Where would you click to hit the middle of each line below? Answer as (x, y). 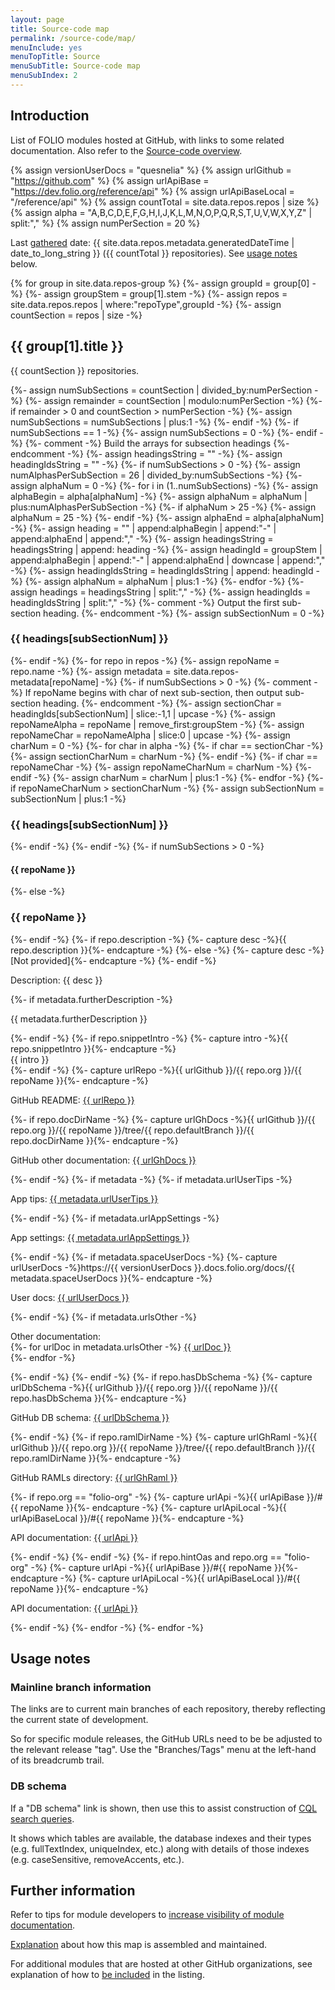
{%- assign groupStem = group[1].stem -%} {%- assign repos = (156, 293)
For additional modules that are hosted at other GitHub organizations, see (161, 1964)
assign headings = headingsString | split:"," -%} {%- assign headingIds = (161, 592)
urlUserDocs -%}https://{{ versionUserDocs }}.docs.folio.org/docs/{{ (152, 1267)
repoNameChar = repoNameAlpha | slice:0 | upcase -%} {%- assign (150, 735)
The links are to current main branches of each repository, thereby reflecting (168, 1709)
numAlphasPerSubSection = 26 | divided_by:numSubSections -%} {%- (156, 475)
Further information (73, 1890)
